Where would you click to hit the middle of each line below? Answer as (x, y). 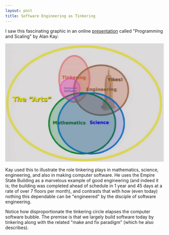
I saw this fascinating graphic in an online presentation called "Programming (84, 31)
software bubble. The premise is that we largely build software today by (80, 217)
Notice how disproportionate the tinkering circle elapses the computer (78, 212)
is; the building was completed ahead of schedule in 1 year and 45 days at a (84, 186)
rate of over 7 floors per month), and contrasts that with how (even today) (81, 191)
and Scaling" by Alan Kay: (32, 36)
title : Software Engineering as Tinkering (50, 16)
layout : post (19, 11)
